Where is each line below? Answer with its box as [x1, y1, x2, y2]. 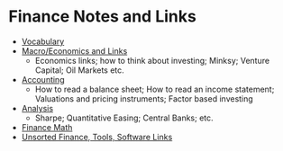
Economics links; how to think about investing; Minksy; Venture [34, 55, 270, 66]
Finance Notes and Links [8, 6, 197, 27]
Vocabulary [21, 36, 65, 47]
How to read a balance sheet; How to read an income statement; [34, 84, 275, 94]
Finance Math [21, 121, 73, 132]
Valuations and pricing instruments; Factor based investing [34, 93, 253, 104]
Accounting [21, 74, 65, 84]
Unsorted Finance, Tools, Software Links [21, 131, 173, 142]
